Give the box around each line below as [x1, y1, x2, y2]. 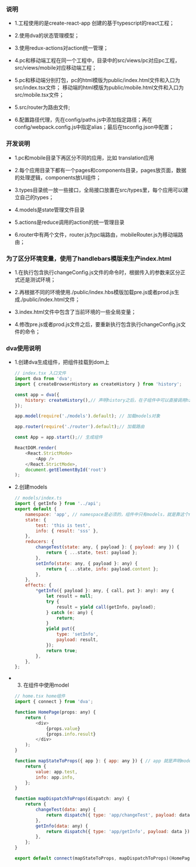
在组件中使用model [23, 681, 69, 689]
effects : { [25, 582, 52, 588]
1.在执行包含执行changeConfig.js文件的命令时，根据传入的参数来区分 [14, 268, 181, 276]
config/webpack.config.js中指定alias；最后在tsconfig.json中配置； [14, 124, 174, 131]
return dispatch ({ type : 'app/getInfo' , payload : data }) [45, 828, 190, 834]
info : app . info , [36, 774, 75, 780]
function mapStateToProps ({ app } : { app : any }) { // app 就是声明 [14, 758, 181, 764]
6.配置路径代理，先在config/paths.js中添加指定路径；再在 [14, 116, 153, 124]
